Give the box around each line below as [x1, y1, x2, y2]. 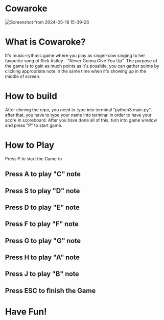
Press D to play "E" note [5, 203, 80, 211]
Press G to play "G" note [5, 236, 81, 245]
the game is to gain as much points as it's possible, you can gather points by [5, 63, 160, 69]
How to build [5, 91, 57, 102]
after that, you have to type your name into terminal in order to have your [5, 112, 152, 118]
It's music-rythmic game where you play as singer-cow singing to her [5, 52, 145, 58]
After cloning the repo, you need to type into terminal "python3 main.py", [5, 106, 152, 113]
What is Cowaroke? [5, 36, 86, 48]
